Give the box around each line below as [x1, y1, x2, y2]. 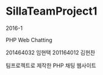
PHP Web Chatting [5, 36, 52, 43]
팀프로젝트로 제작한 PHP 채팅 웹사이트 [5, 62, 97, 69]
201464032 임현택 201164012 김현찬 [5, 49, 96, 56]
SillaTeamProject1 [5, 4, 98, 18]
